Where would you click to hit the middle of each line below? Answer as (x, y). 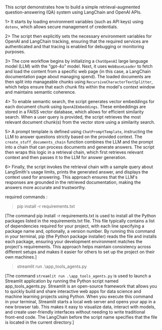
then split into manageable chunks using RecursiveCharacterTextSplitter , (79, 82)
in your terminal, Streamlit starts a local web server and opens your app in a (80, 302)
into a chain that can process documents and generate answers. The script (80, 147)
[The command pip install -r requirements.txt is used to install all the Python (81, 216)
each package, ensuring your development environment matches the (74, 242)
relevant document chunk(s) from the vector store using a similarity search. (80, 122)
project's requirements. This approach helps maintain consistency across (78, 247)
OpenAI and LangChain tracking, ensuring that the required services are (77, 41)
